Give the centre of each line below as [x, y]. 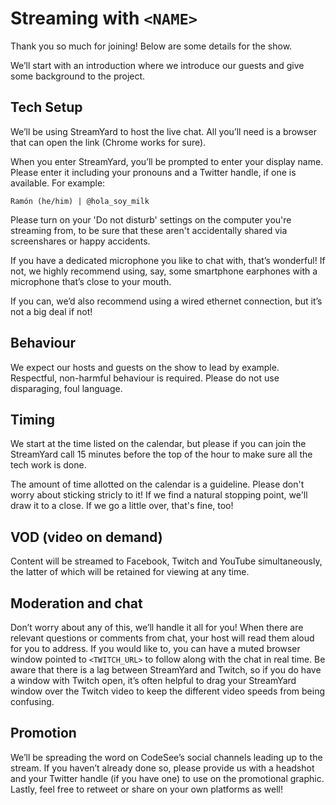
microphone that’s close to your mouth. [91, 281]
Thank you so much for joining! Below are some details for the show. [151, 46]
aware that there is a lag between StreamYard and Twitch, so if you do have [166, 670]
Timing [32, 419]
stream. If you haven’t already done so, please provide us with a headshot [162, 768]
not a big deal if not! [51, 311]
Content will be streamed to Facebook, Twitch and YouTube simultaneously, [166, 561]
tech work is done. [48, 465]
